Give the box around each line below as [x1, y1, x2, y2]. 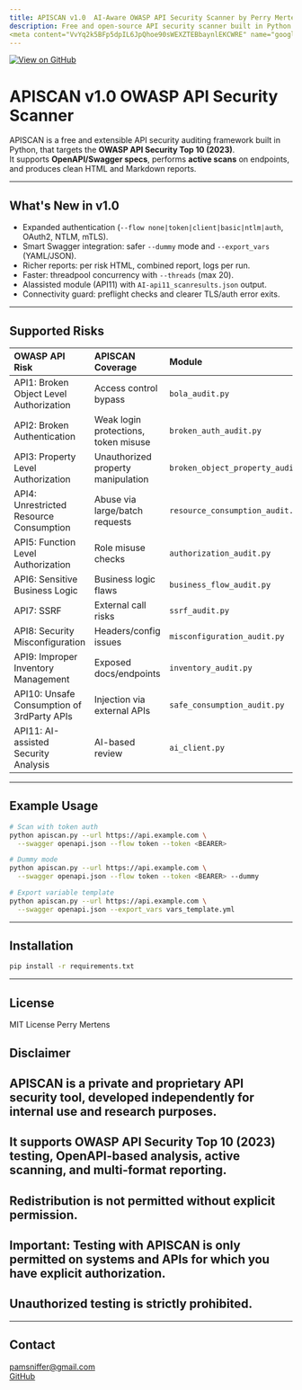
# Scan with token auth [9, 822, 99, 832]
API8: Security [13, 624, 75, 637]
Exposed [93, 655, 132, 668]
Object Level [13, 388, 67, 400]
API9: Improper [13, 650, 78, 663]
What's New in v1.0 [9, 198, 120, 213]
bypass [93, 393, 126, 405]
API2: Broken [13, 419, 69, 432]
